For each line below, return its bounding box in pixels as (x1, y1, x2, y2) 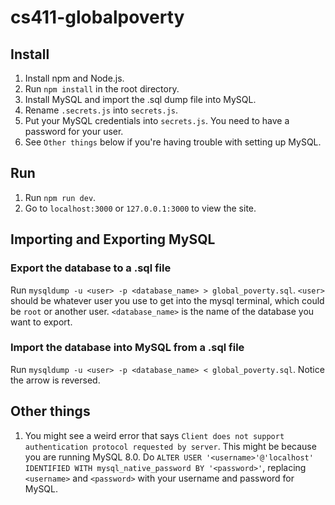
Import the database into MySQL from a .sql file (10, 341, 245, 355)
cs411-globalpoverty (10, 6, 185, 29)
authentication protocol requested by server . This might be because (24, 440, 317, 452)
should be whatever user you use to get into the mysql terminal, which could (10, 294, 325, 306)
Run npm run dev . (24, 191, 97, 203)
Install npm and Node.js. (24, 72, 125, 84)
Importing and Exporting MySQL (10, 231, 216, 248)
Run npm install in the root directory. (24, 83, 180, 95)
